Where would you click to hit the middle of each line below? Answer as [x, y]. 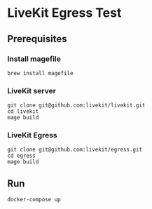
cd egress [22, 156]
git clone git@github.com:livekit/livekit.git [76, 106]
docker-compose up [34, 200]
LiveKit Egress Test [64, 13]
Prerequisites [37, 39]
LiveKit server [32, 90]
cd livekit [23, 112]
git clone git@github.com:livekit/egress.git [75, 150]
